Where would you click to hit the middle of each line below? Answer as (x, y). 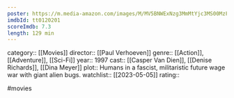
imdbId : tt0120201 (34, 20)
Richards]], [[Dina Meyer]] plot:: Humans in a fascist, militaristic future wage (116, 67)
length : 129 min (31, 33)
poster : (18, 14)
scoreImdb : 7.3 (29, 26)
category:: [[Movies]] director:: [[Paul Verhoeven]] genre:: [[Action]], (106, 53)
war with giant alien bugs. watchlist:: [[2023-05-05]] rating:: (93, 75)
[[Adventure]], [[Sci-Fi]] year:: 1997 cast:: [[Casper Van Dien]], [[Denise (110, 60)
